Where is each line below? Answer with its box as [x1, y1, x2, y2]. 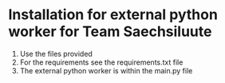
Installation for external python [8, 6, 218, 24]
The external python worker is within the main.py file [19, 65, 193, 75]
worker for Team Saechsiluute [8, 22, 212, 41]
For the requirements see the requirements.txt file [19, 57, 184, 67]
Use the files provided [19, 49, 93, 58]
